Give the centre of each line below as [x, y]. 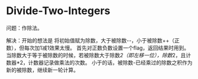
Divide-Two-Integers [58, 11]
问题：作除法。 [24, 28]
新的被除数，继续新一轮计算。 [42, 70]
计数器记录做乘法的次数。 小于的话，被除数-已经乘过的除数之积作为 [110, 62]
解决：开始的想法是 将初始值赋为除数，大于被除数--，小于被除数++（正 [93, 40]
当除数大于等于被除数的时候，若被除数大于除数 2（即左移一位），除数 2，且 [96, 55]
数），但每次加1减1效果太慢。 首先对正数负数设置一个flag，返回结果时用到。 [98, 48]
